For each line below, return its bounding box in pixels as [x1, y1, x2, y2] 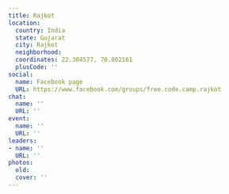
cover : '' [15, 173, 48, 182]
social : [8, 70, 34, 78]
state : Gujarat [15, 33, 66, 42]
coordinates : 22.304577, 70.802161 [15, 56, 133, 64]
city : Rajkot [15, 41, 59, 49]
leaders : [8, 136, 37, 145]
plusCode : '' [15, 63, 59, 71]
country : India [15, 26, 66, 34]
